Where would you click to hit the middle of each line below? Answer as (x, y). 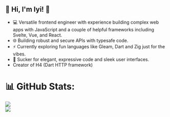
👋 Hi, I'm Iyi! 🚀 (28, 9)
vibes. (19, 54)
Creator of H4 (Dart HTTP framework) (53, 65)
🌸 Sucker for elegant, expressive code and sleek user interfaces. (81, 59)
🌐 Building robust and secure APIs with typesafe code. (70, 40)
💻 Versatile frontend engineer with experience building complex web (86, 22)
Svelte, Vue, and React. (37, 35)
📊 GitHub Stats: (40, 86)
